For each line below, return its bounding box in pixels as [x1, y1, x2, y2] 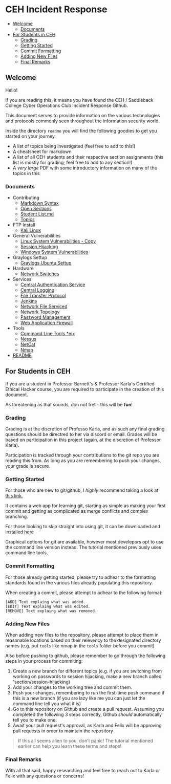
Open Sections [20, 206, 52, 212]
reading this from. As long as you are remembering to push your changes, [5, 458, 161, 464]
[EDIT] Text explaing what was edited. [5, 604, 91, 609]
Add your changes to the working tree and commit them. [12, 684, 132, 690]
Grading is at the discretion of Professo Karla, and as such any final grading [5, 426, 165, 432]
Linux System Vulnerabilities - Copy [20, 238, 96, 244]
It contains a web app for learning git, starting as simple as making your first [5, 503, 166, 509]
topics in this [12, 170, 40, 176]
